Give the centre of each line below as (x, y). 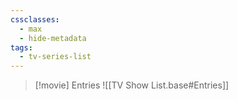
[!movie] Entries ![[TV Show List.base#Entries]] (132, 85)
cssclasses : (35, 19)
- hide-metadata (53, 38)
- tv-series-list (55, 57)
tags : (21, 47)
